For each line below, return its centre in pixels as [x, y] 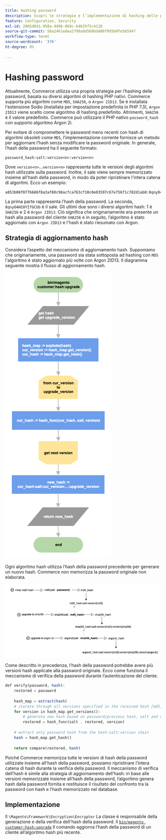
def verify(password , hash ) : [35, 686]
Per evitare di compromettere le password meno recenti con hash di [74, 132]
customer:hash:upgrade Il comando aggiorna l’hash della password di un [78, 827]
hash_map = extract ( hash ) [41, 701]
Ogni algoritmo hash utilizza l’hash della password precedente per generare [82, 567]
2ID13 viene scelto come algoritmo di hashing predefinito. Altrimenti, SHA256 [82, 112]
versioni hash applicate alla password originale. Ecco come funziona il [77, 671]
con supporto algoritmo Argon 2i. [39, 122]
